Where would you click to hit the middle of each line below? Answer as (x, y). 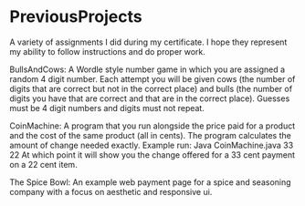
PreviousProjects (76, 17)
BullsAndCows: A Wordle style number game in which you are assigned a (147, 69)
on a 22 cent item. (43, 164)
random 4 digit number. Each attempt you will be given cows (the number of (152, 78)
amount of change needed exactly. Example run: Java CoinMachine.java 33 (152, 145)
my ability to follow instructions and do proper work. (107, 51)
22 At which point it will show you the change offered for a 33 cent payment (152, 154)
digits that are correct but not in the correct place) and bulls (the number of (151, 88)
